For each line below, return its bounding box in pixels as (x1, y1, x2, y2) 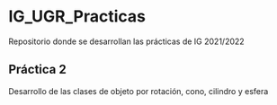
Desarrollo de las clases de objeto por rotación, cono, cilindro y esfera (8, 85, 269, 96)
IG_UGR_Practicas (8, 6, 146, 27)
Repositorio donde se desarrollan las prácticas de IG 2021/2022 (8, 36, 245, 47)
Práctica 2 (8, 62, 67, 77)
